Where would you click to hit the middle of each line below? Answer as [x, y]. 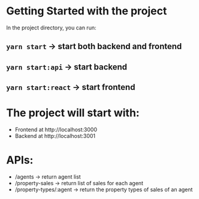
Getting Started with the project [87, 11]
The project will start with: [73, 113]
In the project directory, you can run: [51, 28]
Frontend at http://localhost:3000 [56, 129]
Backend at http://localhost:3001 [55, 136]
